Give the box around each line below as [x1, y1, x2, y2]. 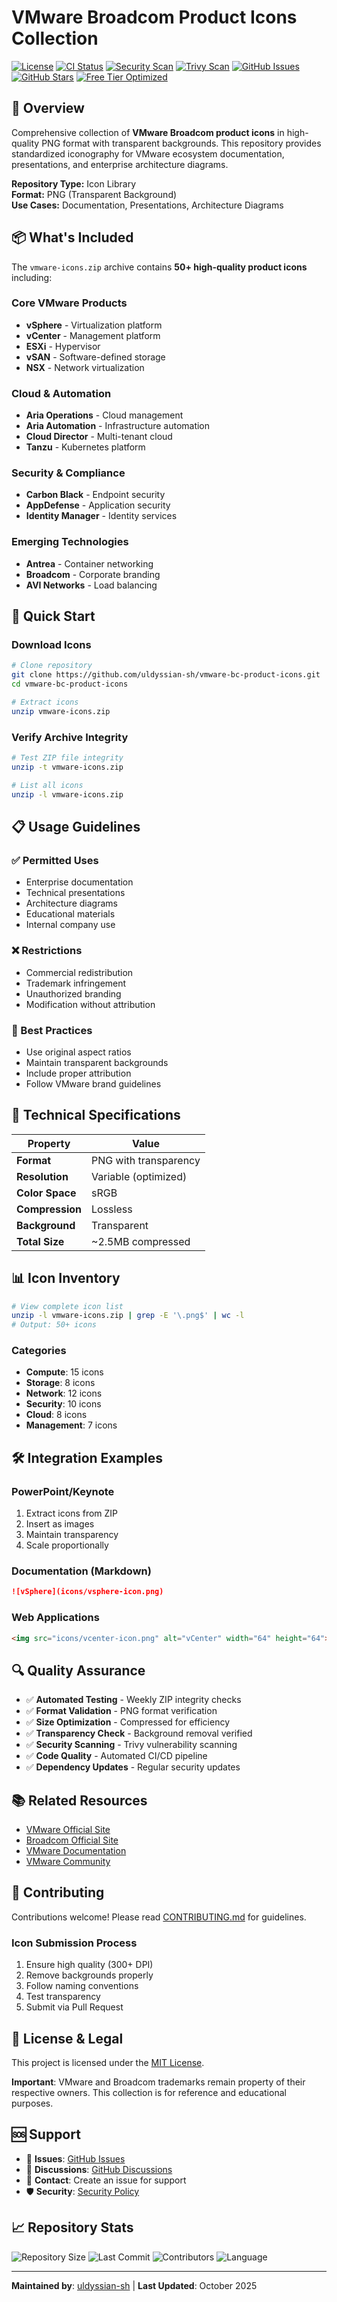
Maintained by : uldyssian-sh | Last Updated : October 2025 [11, 2279, 258, 2291]
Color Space [16, 1186, 77, 1200]
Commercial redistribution [25, 966, 134, 978]
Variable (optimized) [91, 1169, 188, 1183]
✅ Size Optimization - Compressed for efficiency [25, 1716, 231, 1728]
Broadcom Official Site [25, 1834, 119, 1846]
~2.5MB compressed [91, 1234, 191, 1248]
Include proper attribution [25, 1067, 132, 1079]
